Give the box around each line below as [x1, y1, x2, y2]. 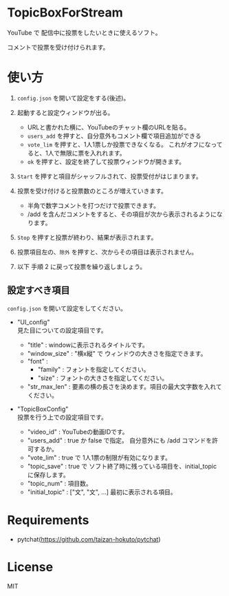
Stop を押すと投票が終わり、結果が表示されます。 [17, 233, 157, 242]
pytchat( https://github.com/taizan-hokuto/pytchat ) [17, 535, 161, 543]
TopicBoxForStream [7, 5, 124, 21]
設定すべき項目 [7, 284, 70, 297]
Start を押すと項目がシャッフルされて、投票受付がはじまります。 [17, 172, 203, 180]
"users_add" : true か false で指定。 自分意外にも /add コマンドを [27, 436, 212, 445]
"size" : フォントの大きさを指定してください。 [37, 374, 168, 382]
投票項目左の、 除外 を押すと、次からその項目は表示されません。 [17, 248, 198, 256]
